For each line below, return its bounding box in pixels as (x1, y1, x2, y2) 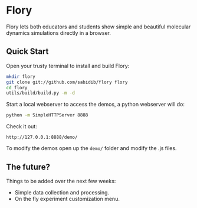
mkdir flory (6, 73, 35, 80)
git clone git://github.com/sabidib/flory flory (6, 79, 128, 85)
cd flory (6, 84, 28, 90)
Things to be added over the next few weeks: (6, 177, 116, 184)
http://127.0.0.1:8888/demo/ (6, 134, 78, 141)
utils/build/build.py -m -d (6, 90, 75, 96)
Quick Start (6, 47, 49, 57)
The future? (6, 162, 51, 172)
